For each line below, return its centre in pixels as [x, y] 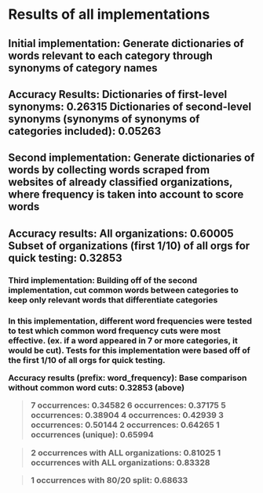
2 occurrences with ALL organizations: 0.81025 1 [126, 452]
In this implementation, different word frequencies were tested [130, 321]
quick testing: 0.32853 [66, 257]
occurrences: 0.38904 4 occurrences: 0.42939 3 [127, 415]
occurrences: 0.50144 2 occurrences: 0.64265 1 [125, 425]
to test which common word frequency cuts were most [115, 331]
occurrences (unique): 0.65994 [93, 435]
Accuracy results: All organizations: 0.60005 [121, 233]
